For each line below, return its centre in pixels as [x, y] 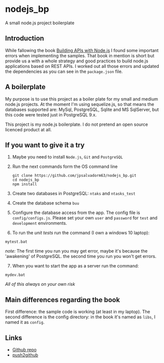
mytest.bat [16, 242]
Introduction [25, 38]
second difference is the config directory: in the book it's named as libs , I [80, 317]
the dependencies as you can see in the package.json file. [64, 71]
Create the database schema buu [46, 203]
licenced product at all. [28, 129]
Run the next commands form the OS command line [65, 166]
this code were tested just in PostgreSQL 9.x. [51, 114]
